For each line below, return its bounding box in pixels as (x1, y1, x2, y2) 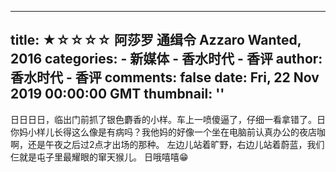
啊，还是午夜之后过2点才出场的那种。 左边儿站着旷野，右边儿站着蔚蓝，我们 (10, 138, 325, 150)
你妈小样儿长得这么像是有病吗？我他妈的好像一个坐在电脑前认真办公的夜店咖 (10, 126, 326, 138)
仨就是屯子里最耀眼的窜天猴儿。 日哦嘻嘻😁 (10, 151, 189, 163)
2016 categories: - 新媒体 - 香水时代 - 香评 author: (10, 51, 323, 68)
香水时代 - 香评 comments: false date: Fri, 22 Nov (10, 69, 320, 86)
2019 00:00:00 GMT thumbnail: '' (10, 86, 225, 103)
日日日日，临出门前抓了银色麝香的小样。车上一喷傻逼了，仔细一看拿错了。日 (10, 113, 326, 125)
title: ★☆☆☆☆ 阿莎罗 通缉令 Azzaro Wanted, (10, 32, 302, 49)
